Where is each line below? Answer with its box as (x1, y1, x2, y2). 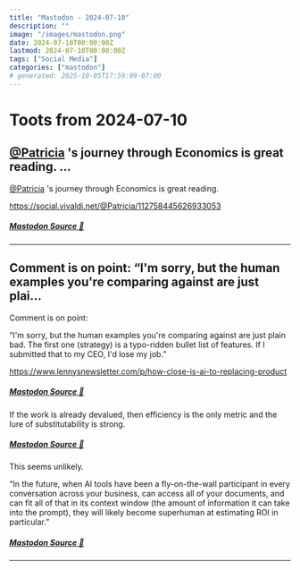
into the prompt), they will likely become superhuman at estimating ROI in (9, 507, 279, 518)
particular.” (9, 516, 50, 528)
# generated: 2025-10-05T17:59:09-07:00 (9, 72, 162, 81)
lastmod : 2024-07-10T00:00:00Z (9, 47, 126, 55)
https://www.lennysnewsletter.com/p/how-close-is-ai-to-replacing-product (9, 366, 287, 377)
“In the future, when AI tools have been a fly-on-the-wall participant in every (9, 479, 290, 489)
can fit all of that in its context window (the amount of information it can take (9, 498, 290, 508)
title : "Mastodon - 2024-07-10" (9, 13, 129, 22)
